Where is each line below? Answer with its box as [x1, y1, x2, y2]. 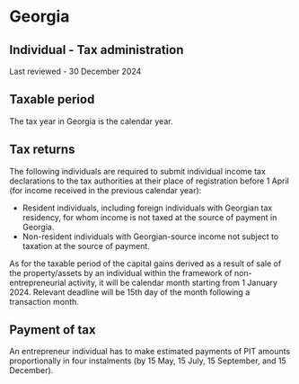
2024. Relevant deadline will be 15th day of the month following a [9, 286, 251, 298]
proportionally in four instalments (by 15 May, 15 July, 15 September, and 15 [9, 355, 287, 366]
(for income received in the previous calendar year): [9, 184, 202, 195]
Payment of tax [9, 322, 96, 338]
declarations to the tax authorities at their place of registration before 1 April [9, 175, 289, 186]
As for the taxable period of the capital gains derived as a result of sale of [9, 258, 282, 269]
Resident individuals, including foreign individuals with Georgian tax [22, 202, 273, 213]
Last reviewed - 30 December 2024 [9, 66, 142, 76]
